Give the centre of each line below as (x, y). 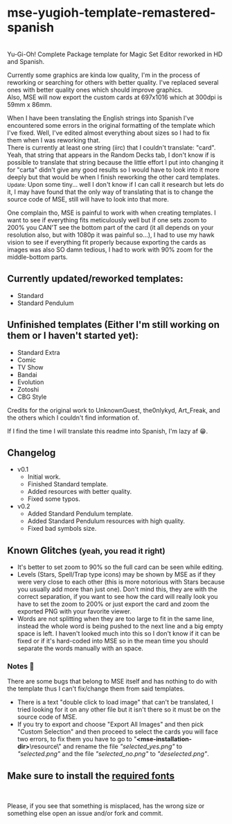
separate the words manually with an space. (80, 648)
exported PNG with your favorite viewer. (74, 611)
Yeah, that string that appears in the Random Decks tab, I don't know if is (111, 155)
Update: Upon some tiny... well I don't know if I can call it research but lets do (116, 184)
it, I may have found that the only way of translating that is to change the (110, 192)
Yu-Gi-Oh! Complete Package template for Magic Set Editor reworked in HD (115, 54)
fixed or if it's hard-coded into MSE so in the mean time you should (113, 641)
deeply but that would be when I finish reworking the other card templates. (114, 177)
